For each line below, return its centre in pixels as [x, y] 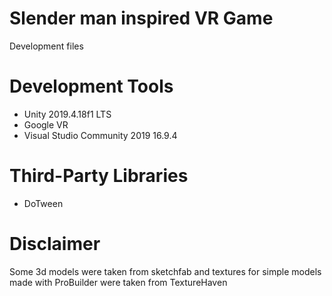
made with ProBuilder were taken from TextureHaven [118, 282]
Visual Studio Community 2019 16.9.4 [100, 135]
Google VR [46, 124]
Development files [46, 46]
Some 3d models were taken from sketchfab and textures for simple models [165, 271]
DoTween [43, 203]
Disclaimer [55, 244]
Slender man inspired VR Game [141, 18]
